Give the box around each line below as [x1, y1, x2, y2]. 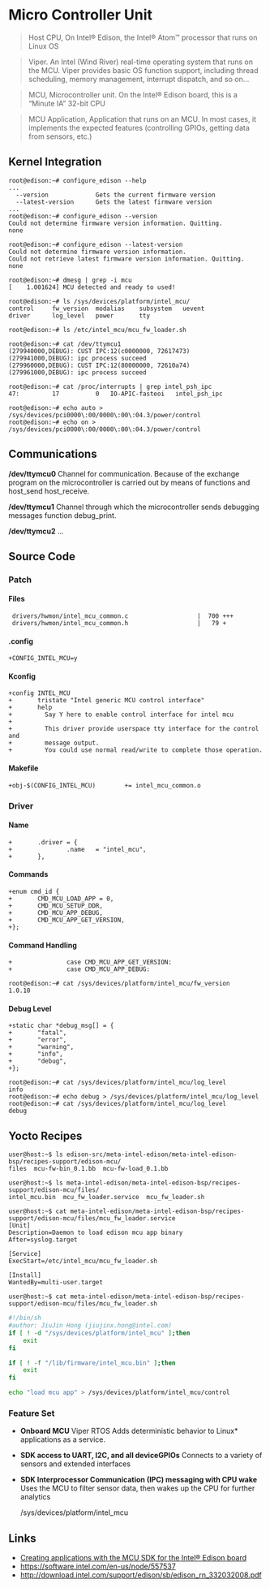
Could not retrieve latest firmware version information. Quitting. [8, 254, 245, 263]
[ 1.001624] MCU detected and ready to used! [8, 283, 176, 291]
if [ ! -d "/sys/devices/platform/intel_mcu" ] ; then [8, 1329, 191, 1337]
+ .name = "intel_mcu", [8, 845, 148, 853]
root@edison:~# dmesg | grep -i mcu [8, 276, 132, 284]
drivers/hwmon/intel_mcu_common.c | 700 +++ [11, 612, 234, 620]
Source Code [8, 550, 75, 563]
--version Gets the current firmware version [15, 191, 216, 199]
